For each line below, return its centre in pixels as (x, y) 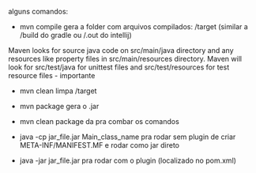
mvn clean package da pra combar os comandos (99, 121)
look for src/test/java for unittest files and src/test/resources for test (119, 67)
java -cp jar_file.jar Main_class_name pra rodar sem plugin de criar (128, 137)
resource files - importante (52, 75)
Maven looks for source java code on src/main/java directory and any (121, 50)
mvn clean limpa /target (58, 91)
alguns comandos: (38, 11)
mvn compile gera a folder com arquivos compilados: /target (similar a (134, 26)
